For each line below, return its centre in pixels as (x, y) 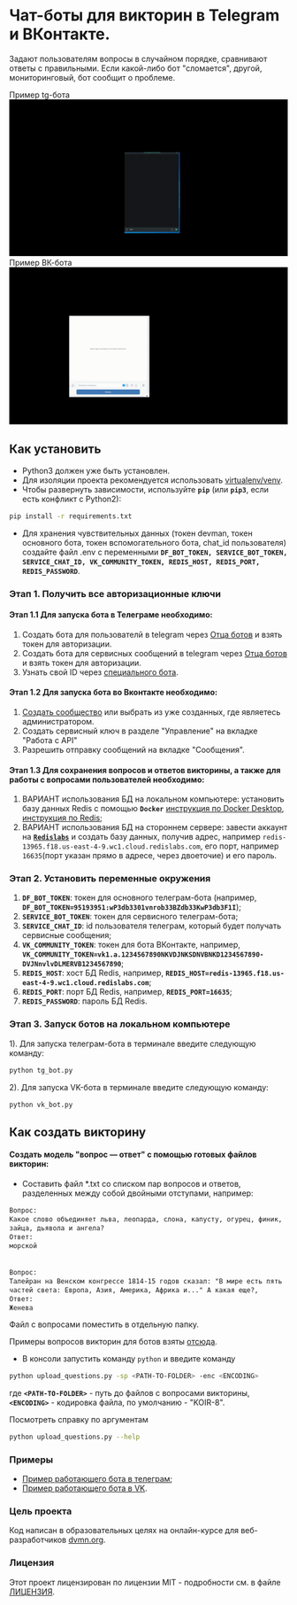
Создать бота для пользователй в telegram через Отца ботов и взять (152, 634)
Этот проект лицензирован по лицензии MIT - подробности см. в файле (145, 1582)
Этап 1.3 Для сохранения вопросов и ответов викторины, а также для (145, 770)
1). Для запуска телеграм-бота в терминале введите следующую (133, 1043)
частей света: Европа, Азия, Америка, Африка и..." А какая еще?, (134, 1291)
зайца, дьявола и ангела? (57, 1229)
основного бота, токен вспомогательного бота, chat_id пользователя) (154, 542)
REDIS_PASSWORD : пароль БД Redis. (84, 1001)
